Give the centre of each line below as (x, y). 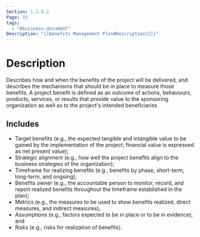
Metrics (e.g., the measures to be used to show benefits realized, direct (103, 202)
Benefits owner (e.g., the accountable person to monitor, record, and (99, 183)
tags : (13, 23)
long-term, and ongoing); (46, 176)
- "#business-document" (41, 28)
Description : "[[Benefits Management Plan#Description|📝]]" (83, 34)
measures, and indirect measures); (58, 208)
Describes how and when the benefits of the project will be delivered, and (97, 80)
